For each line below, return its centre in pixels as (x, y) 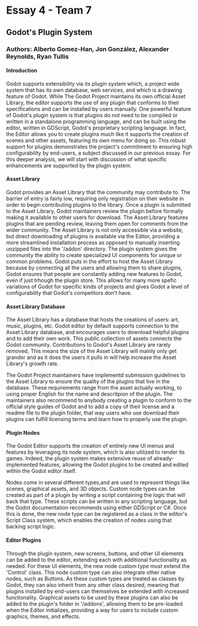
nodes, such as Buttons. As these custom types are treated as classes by (95, 579)
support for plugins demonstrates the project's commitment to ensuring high (99, 146)
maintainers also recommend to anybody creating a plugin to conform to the (99, 400)
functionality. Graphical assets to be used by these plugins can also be (92, 597)
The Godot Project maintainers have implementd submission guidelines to (96, 375)
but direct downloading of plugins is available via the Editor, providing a (93, 236)
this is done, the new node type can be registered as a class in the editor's (97, 514)
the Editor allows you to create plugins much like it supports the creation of (98, 134)
